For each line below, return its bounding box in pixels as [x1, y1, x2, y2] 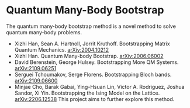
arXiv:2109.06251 [14, 64, 57, 71]
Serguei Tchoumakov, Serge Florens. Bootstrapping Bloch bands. [14, 71, 172, 78]
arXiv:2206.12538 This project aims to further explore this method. [14, 95, 175, 102]
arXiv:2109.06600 [14, 77, 58, 84]
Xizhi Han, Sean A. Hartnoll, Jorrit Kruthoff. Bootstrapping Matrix [14, 40, 171, 47]
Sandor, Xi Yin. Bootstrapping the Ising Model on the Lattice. [14, 89, 160, 96]
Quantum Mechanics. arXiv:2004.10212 [14, 46, 109, 53]
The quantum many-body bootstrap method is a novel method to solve [6, 23, 177, 30]
